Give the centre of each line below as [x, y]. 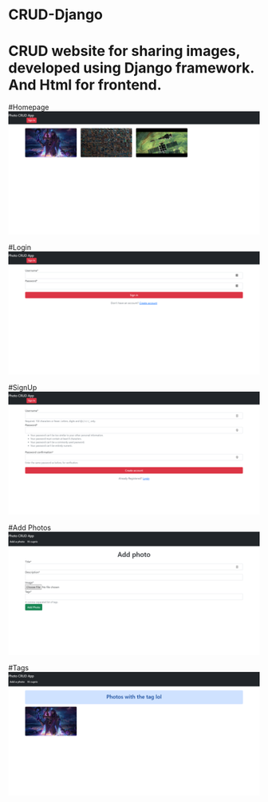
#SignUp [23, 388]
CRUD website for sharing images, [124, 51]
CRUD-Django [56, 15]
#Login [20, 247]
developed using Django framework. [132, 68]
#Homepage [29, 107]
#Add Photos [30, 527]
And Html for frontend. [85, 85]
